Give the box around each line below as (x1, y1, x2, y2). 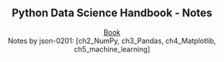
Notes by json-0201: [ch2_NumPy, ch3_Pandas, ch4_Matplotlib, (7, 36, 217, 45)
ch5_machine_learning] (73, 44, 151, 54)
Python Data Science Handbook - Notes (11, 6, 213, 20)
